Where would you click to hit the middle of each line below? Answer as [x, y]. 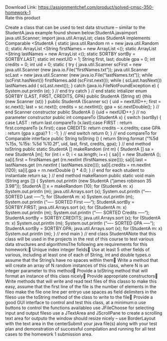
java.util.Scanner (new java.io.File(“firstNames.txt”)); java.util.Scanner [77, 70]
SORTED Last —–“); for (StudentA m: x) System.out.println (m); [70, 197]
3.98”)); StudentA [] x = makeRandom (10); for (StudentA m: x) [69, 186]
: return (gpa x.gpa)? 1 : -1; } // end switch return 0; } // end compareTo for [81, 133]
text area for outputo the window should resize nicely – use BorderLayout [81, 318]
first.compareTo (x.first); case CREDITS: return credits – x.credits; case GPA [83, 128]
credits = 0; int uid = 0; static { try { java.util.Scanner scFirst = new [74, 64]
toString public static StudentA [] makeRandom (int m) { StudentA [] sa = [80, 149]
